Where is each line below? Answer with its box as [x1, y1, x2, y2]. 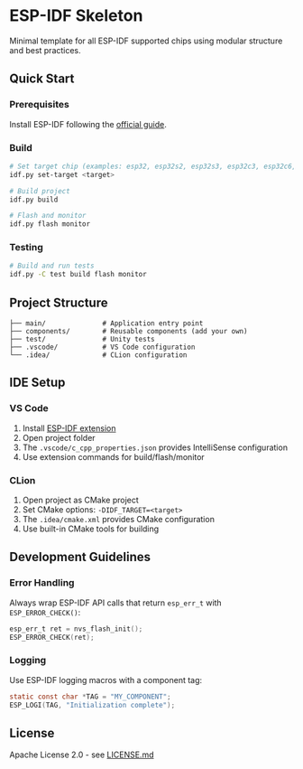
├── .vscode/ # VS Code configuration [9, 342, 196, 352]
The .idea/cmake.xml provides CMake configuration [22, 514, 215, 525]
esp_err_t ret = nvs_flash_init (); [9, 624, 143, 633]
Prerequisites [9, 98, 69, 111]
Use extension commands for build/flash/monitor [22, 451, 205, 462]
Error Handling [9, 577, 75, 589]
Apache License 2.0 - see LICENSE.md [9, 749, 154, 760]
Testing [9, 241, 43, 254]
